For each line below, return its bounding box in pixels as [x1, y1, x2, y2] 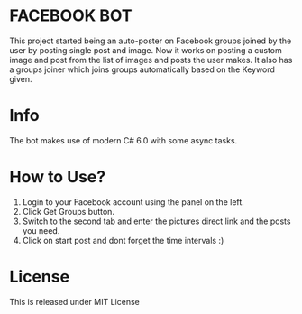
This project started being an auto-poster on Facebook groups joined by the [9, 35, 292, 46]
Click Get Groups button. [22, 206, 115, 217]
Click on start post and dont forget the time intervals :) [22, 235, 224, 245]
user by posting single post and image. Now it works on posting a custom [9, 44, 282, 55]
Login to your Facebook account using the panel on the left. [22, 196, 245, 208]
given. [9, 73, 33, 84]
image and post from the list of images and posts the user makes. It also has [9, 54, 293, 65]
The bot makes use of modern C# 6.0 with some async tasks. [9, 134, 238, 145]
